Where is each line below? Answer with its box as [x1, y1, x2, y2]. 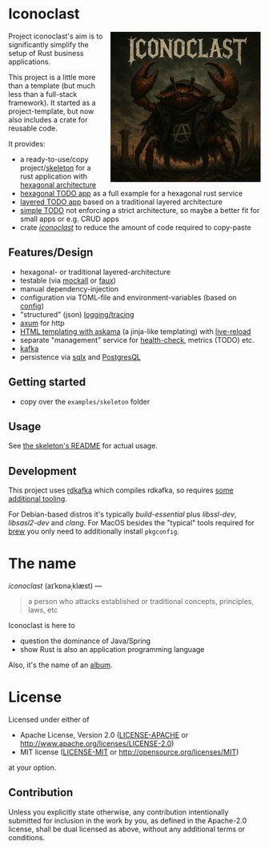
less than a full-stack [8, 89, 78, 99]
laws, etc [27, 606, 58, 615]
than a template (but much [8, 81, 96, 91]
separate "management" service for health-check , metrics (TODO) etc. [19, 335, 255, 344]
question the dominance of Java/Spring [19, 636, 151, 646]
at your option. [8, 762, 57, 773]
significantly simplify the [8, 39, 90, 49]
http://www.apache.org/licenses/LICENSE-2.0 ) [19, 738, 175, 749]
